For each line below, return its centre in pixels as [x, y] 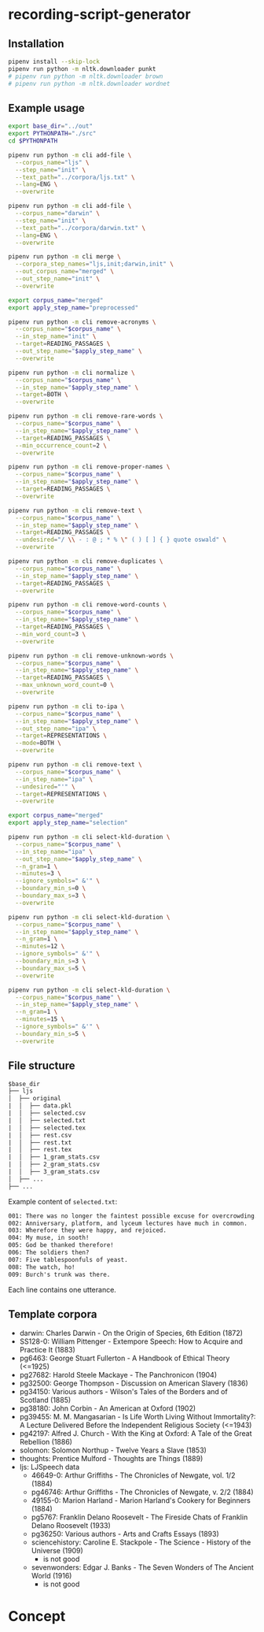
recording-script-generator [99, 15]
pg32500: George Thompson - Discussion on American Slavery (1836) [134, 1383]
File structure [42, 1066]
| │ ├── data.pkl [40, 1106]
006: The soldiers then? [49, 1252]
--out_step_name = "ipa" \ [56, 729]
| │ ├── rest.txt [40, 1142]
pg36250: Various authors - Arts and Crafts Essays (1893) [125, 1534]
